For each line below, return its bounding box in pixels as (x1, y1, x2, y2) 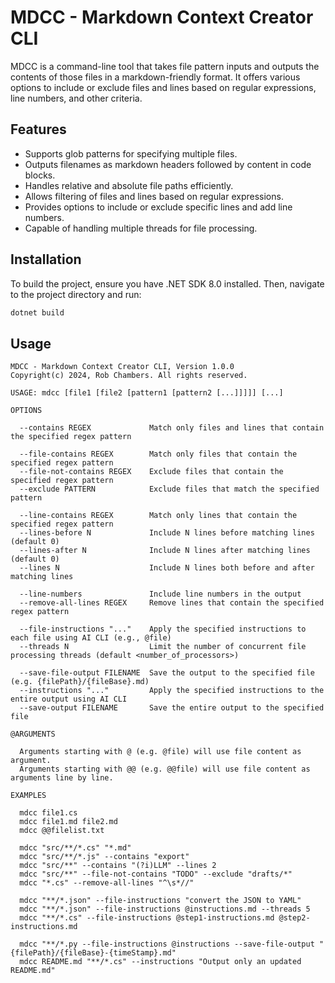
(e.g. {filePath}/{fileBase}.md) (10, 677, 150, 687)
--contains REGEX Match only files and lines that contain (19, 423, 325, 433)
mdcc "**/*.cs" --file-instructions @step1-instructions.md (19, 913, 275, 923)
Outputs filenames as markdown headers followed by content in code (24, 158, 312, 170)
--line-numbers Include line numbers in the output (19, 589, 302, 600)
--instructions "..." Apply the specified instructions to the (19, 686, 325, 696)
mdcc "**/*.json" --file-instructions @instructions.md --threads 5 (19, 904, 311, 915)
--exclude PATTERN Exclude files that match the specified (19, 484, 320, 495)
